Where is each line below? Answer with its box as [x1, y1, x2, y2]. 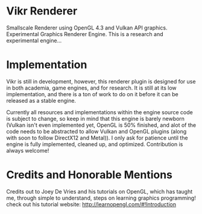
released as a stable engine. [6, 97, 77, 104]
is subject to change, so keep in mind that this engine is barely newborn [6, 115, 185, 122]
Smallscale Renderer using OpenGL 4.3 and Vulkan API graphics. [6, 24, 168, 31]
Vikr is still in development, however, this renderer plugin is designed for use [6, 78, 196, 85]
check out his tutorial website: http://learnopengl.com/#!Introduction [6, 200, 177, 208]
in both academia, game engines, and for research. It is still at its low [6, 84, 177, 91]
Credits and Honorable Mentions [6, 168, 173, 182]
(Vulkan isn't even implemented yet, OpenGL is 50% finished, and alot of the [6, 121, 197, 129]
